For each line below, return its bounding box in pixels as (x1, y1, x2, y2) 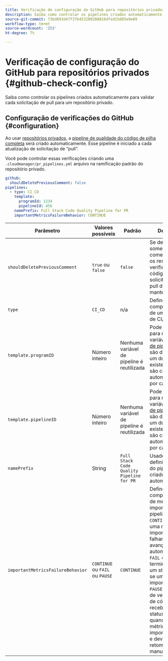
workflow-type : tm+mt (5, 21, 50, 26)
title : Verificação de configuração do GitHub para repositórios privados (5, 7, 164, 12)
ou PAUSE (91, 572, 112, 579)
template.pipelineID (7, 417, 56, 422)
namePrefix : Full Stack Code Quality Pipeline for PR (14, 208, 128, 213)
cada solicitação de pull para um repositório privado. (5, 99, 114, 105)
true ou (91, 261, 110, 268)
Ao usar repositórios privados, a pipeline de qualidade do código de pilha (5, 135, 156, 141)
